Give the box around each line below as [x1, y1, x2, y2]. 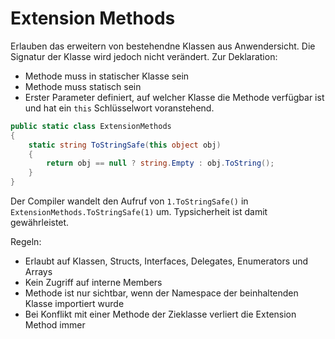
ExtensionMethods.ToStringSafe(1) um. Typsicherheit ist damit [10, 206, 268, 218]
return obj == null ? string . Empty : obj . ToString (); [46, 158, 275, 169]
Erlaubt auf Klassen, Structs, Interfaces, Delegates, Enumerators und [24, 255, 309, 267]
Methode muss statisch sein [24, 80, 142, 92]
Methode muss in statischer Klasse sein [24, 70, 190, 82]
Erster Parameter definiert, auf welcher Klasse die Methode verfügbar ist [24, 91, 325, 103]
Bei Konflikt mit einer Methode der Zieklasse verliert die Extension [24, 308, 297, 321]
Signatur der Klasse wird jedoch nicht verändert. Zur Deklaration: [10, 50, 278, 62]
